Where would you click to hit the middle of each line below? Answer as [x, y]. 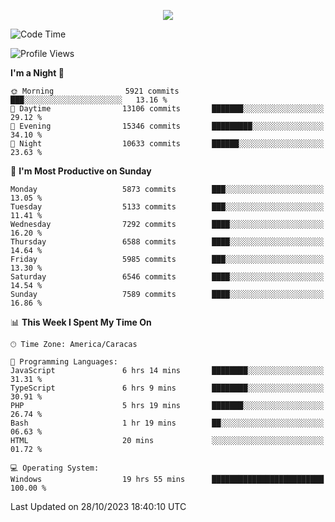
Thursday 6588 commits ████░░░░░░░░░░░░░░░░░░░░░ [167, 242]
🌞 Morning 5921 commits [95, 91]
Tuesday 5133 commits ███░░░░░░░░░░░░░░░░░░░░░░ [167, 207]
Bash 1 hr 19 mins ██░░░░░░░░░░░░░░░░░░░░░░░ [167, 423]
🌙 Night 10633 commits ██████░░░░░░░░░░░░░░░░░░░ [167, 144]
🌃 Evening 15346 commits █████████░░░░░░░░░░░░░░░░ [167, 126]
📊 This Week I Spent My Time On [81, 322]
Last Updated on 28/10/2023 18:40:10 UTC [98, 506]
